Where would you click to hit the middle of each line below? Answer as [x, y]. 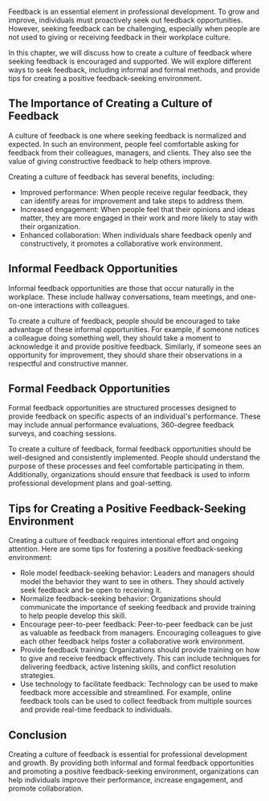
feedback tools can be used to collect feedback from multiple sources [136, 701]
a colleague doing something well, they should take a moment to [115, 337]
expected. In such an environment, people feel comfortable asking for [124, 144]
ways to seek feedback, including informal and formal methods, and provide [134, 70]
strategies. [38, 676]
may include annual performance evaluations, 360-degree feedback [121, 425]
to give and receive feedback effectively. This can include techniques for [140, 659]
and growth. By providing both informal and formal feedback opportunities [131, 763]
